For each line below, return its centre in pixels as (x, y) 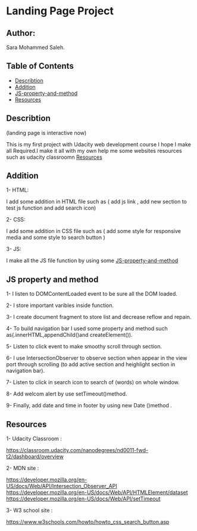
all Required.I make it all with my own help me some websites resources (94, 151)
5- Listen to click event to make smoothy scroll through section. (84, 346)
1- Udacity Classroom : (34, 439)
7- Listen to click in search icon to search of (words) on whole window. (93, 382)
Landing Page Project (60, 11)
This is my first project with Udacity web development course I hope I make (99, 144)
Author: (21, 33)
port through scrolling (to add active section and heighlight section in (91, 364)
